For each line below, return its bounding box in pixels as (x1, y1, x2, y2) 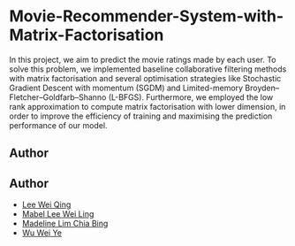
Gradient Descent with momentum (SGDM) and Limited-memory (9, 82, 244, 93)
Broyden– (245, 82, 280, 93)
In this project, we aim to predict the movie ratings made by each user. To (9, 54, 276, 65)
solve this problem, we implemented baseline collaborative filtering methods (9, 64, 287, 74)
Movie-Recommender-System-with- (9, 6, 284, 27)
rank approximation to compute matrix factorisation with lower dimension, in (9, 101, 286, 111)
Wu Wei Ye (21, 227, 62, 238)
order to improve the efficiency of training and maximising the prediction (9, 111, 273, 121)
